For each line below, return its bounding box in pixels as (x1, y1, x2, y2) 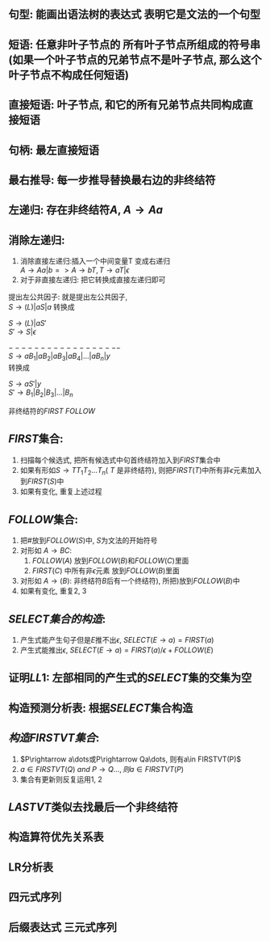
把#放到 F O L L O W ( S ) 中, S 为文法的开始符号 (19, 536, 158, 546)
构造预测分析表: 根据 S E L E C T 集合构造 (8, 701, 193, 715)
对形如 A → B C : (19, 546, 73, 555)
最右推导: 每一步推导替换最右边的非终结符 (8, 173, 216, 187)
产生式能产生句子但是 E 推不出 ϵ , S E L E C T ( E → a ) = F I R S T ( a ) (19, 635, 214, 644)
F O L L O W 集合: (8, 513, 79, 526)
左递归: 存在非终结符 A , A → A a (8, 203, 164, 217)
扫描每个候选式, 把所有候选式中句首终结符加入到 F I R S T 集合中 (19, 455, 221, 465)
